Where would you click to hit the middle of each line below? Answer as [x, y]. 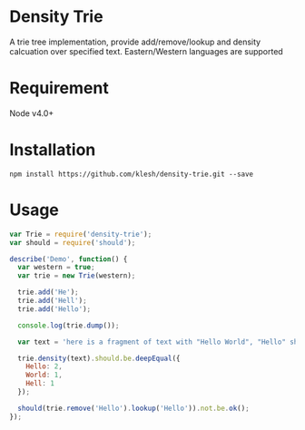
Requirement [59, 88]
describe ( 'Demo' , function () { [69, 259]
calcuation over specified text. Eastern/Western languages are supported [146, 51]
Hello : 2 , [44, 366]
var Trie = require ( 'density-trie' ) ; [81, 234]
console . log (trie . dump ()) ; [69, 325]
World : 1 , [44, 375]
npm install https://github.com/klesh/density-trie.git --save [132, 174]
